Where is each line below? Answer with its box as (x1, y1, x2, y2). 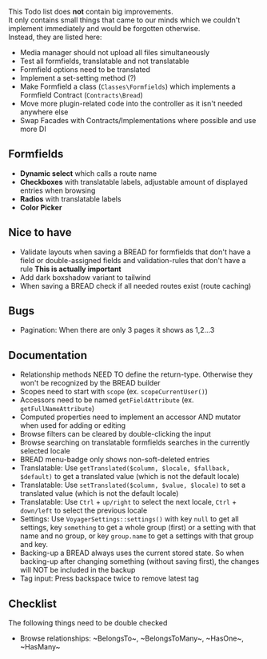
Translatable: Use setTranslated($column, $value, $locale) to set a (19, 480, 246, 490)
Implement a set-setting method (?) (19, 74, 137, 82)
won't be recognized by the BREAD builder (19, 378, 161, 388)
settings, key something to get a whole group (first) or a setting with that (19, 523, 257, 533)
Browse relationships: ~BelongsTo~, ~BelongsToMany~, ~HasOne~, (19, 633, 244, 643)
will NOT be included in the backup (19, 565, 136, 575)
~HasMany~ (19, 642, 61, 652)
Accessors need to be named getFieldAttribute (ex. (19, 395, 194, 405)
